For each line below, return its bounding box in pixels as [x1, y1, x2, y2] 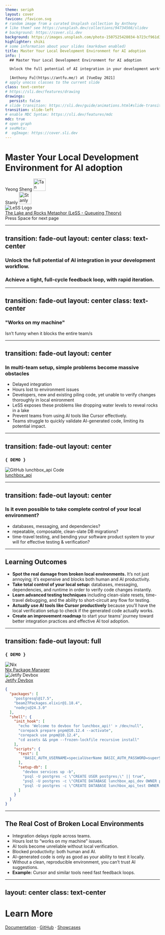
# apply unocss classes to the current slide [5, 80, 100, 85]
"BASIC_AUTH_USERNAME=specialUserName [23, 756, 102, 761]
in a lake [12, 408, 29, 414]
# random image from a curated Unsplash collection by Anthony [5, 21, 137, 26]
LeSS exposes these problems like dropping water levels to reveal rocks [12, 402, 158, 408]
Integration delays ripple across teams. [12, 832, 91, 838]
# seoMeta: [5, 126, 27, 131]
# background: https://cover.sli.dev [5, 30, 82, 35]
